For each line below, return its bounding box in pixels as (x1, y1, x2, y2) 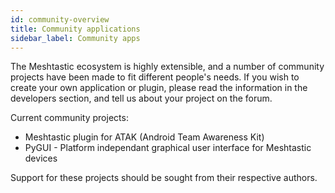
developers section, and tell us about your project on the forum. (10, 92, 273, 105)
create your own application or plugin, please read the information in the (10, 82, 308, 94)
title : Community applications (10, 24, 141, 34)
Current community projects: (10, 112, 129, 124)
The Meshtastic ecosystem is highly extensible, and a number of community (10, 61, 325, 73)
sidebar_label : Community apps (10, 33, 141, 43)
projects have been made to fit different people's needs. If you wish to (10, 71, 300, 83)
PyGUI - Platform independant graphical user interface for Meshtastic (24, 142, 312, 154)
